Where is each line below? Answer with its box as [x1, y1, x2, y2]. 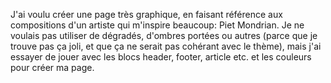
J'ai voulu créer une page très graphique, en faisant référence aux [10, 9, 283, 20]
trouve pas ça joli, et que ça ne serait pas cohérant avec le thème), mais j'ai [10, 40, 322, 52]
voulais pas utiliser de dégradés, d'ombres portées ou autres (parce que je [10, 30, 318, 41]
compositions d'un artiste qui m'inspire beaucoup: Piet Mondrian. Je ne [10, 19, 305, 31]
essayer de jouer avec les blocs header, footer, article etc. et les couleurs [10, 51, 312, 63]
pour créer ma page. [10, 62, 95, 73]
